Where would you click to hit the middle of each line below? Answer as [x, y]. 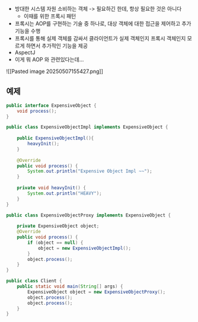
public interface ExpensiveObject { [51, 106]
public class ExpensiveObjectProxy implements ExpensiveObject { [88, 215]
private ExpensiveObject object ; [58, 226]
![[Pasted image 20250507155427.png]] [55, 71]
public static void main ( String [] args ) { [70, 286]
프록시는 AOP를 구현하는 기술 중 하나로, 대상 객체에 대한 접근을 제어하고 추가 [103, 23]
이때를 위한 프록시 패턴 [50, 16]
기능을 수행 [28, 31]
